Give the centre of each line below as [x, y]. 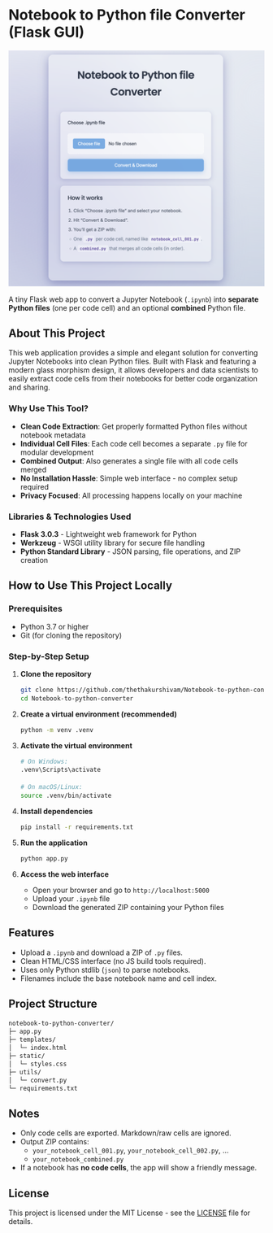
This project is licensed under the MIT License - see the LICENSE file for [129, 1213]
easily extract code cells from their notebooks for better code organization [133, 379]
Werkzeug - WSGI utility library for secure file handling [113, 542]
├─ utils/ [25, 1072]
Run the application [54, 843]
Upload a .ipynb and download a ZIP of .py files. [101, 952]
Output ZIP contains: [54, 1142]
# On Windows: [44, 761]
